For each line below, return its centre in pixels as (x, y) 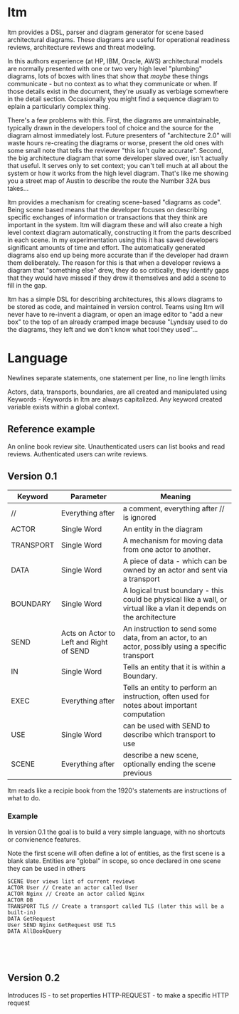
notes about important (160, 705)
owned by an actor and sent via (176, 570)
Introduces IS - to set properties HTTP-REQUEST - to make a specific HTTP (118, 995)
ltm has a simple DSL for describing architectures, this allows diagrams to (115, 299)
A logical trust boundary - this (174, 590)
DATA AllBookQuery (34, 931)
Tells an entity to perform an (170, 687)
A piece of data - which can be (175, 561)
